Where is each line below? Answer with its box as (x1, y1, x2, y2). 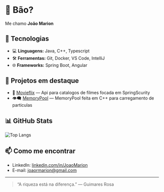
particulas (12, 102, 33, 108)
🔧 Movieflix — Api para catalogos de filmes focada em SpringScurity (12, 90, 150, 96)
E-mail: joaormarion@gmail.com (12, 168, 77, 173)
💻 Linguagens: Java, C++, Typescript (12, 48, 90, 54)
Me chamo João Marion (5, 20, 54, 26)
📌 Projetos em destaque (5, 77, 79, 85)
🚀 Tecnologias (5, 35, 49, 43)
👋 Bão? (5, 4, 34, 16)
